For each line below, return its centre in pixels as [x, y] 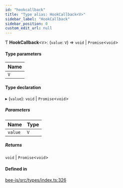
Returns [14, 145]
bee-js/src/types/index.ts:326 [36, 180]
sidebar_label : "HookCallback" [38, 19]
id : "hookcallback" [25, 10]
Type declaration [23, 87]
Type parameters [23, 54]
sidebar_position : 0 [27, 24]
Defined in [16, 169]
